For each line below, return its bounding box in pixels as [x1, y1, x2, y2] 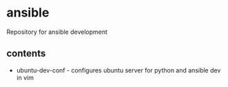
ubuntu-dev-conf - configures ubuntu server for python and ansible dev [16, 66, 221, 74]
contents [6, 48, 46, 59]
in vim [16, 73, 34, 81]
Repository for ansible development [6, 28, 108, 36]
